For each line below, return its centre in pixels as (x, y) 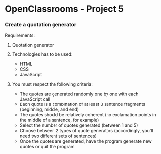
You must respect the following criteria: (52, 84)
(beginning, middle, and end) (49, 109)
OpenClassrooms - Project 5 (64, 9)
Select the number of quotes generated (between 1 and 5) (79, 125)
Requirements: (20, 35)
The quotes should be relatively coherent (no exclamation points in (88, 115)
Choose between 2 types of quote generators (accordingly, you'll (86, 131)
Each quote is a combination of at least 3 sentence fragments (82, 104)
